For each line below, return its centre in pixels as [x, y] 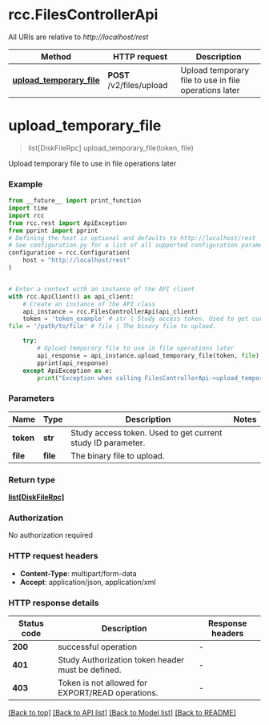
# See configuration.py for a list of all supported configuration [123, 246]
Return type [32, 479]
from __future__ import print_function [75, 201]
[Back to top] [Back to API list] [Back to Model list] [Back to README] [122, 712]
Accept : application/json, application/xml [88, 582]
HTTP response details [54, 603]
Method [56, 56]
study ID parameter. [108, 443]
